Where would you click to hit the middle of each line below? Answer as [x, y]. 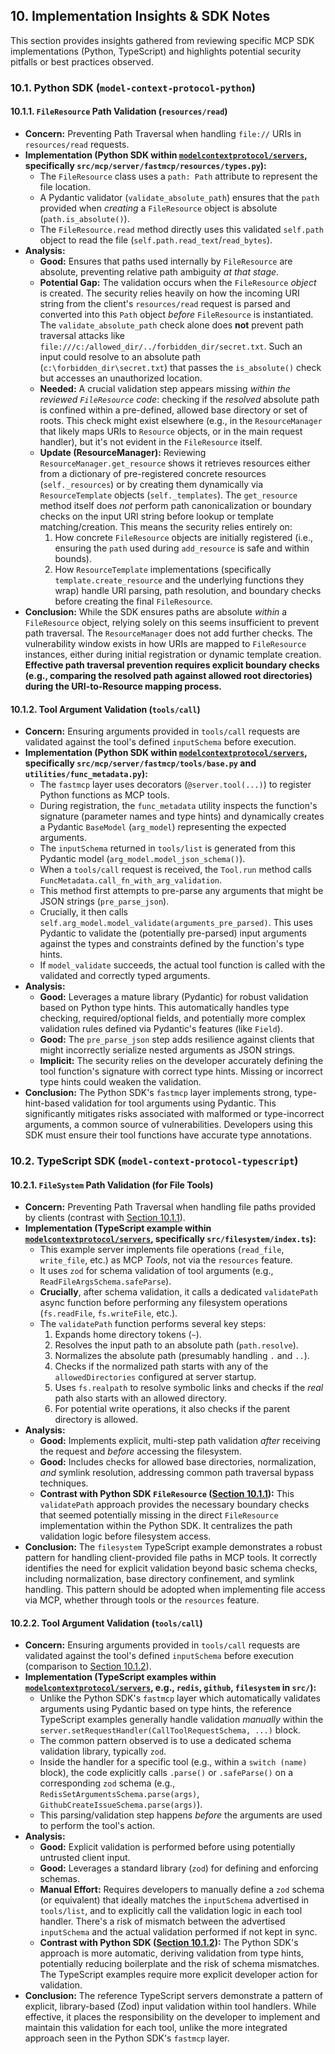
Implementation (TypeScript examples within [120, 1677]
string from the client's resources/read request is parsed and [165, 303]
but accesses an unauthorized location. [121, 378]
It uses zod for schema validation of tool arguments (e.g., [156, 1271]
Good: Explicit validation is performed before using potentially [167, 1847]
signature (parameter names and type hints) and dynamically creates [182, 816]
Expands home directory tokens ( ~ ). [128, 1335]
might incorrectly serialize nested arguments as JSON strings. [167, 1050]
